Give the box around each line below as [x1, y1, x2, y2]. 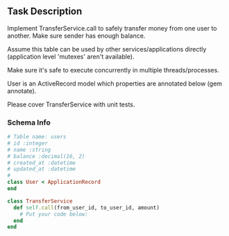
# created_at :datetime [7, 159, 76, 166]
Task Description [7, 6, 83, 17]
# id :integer [7, 139, 49, 147]
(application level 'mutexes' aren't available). [7, 52, 135, 61]
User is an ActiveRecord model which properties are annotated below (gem [7, 79, 223, 88]
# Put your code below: [19, 210, 89, 218]
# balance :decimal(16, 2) [7, 152, 85, 159]
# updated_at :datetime [7, 166, 76, 173]
